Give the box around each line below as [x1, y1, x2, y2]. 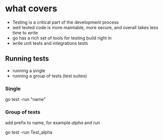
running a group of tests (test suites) [12, 72, 87, 79]
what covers [5, 3, 57, 14]
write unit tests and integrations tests [12, 40, 88, 46]
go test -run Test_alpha [5, 129, 53, 136]
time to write [12, 30, 38, 35]
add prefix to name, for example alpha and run [5, 120, 101, 126]
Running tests [5, 55, 50, 63]
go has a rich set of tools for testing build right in [12, 35, 112, 41]
